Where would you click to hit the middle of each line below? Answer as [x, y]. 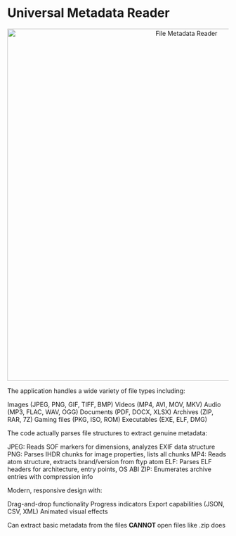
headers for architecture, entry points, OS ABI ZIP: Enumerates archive [110, 469]
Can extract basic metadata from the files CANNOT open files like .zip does [117, 525]
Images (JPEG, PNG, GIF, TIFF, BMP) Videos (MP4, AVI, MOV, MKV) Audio [114, 404]
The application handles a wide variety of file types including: [96, 391]
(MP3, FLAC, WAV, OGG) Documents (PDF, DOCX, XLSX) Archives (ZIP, [111, 412]
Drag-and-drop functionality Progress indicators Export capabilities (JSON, [116, 504]
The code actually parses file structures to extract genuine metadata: [107, 433]
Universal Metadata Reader [88, 13]
